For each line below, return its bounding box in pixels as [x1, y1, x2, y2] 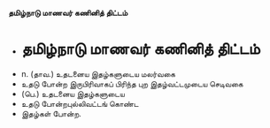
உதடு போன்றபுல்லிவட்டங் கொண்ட [20, 98, 139, 109]
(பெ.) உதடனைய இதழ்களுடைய [20, 88, 125, 99]
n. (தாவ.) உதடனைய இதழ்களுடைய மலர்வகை [20, 68, 176, 79]
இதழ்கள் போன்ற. [20, 108, 81, 118]
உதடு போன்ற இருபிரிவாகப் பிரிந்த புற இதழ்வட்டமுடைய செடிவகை [20, 79, 244, 89]
